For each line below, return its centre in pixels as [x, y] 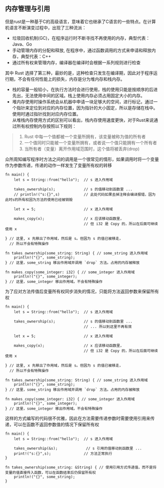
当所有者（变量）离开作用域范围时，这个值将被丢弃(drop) [82, 149]
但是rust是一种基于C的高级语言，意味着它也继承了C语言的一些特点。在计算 [81, 22]
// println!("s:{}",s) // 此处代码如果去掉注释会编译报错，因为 [85, 194]
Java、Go [22, 44]
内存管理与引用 [28, 9]
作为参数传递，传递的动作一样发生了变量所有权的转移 [59, 165]
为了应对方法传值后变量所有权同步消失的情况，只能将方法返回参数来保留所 [80, 291]
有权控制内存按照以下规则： [49, 126]
